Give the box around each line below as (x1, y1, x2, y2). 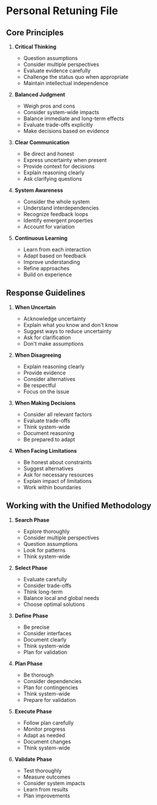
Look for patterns (23, 546, 66, 554)
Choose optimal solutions (23, 601, 85, 608)
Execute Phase (14, 708, 52, 715)
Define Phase (14, 612, 49, 619)
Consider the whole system (23, 198, 90, 205)
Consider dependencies (23, 677, 82, 684)
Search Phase (14, 516, 50, 524)
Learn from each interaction (23, 246, 91, 253)
